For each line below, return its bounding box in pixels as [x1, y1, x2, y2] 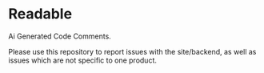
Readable [8, 5, 73, 23]
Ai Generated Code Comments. [8, 31, 112, 41]
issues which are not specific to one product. [8, 55, 158, 65]
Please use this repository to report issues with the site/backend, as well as [8, 47, 257, 56]
